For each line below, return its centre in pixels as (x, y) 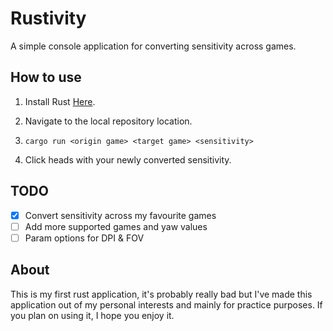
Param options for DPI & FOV (84, 238)
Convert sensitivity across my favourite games (120, 215)
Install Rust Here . (60, 101)
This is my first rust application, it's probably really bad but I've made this (161, 294)
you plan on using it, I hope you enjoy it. (92, 315)
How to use (46, 77)
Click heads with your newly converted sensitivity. (128, 159)
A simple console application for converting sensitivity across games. (153, 46)
